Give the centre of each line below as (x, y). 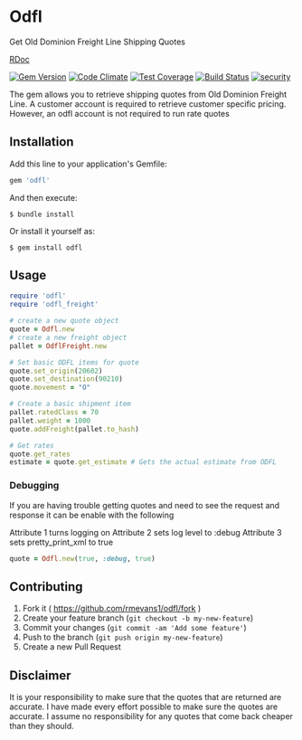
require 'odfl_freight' (54, 305)
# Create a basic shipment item (70, 404)
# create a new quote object (64, 321)
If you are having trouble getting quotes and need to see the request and (145, 505)
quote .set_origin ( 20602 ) (56, 371)
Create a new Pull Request (72, 647)
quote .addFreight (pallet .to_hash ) (75, 429)
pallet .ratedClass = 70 (54, 413)
